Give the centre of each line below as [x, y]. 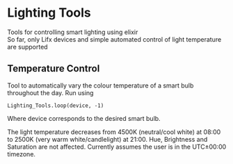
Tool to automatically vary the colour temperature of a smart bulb [101, 85]
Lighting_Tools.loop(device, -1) [56, 106]
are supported [27, 47]
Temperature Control [54, 68]
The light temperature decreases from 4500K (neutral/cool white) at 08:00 [114, 132]
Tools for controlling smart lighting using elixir [73, 32]
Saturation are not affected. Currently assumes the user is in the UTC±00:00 [117, 147]
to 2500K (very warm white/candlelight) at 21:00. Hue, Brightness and [107, 139]
